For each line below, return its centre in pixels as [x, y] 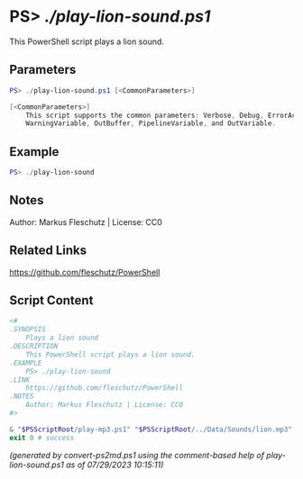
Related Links [48, 251]
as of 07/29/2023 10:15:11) [115, 465]
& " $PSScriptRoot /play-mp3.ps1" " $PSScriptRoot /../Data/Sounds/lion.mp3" [151, 429]
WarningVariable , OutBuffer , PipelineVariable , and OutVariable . [151, 123]
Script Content [51, 300]
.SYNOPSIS [28, 330]
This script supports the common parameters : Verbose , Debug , [145, 115]
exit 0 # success [42, 438]
